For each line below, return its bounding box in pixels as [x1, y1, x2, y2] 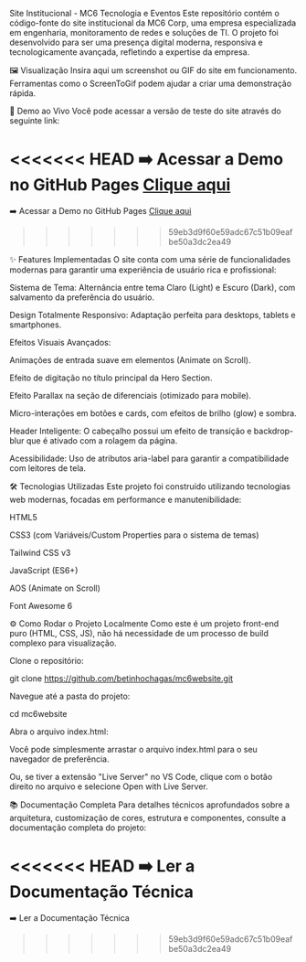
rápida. [9, 88, 37, 99]
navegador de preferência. [9, 754, 110, 764]
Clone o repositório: [9, 655, 84, 666]
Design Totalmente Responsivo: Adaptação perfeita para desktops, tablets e [9, 309, 296, 320]
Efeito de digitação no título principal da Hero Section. [9, 372, 213, 383]
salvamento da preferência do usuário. [9, 292, 155, 303]
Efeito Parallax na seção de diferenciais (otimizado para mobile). [9, 390, 251, 401]
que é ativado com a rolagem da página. [26, 434, 178, 446]
